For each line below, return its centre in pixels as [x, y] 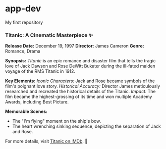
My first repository [24, 22]
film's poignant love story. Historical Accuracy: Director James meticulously [83, 86]
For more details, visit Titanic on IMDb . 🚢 [47, 141]
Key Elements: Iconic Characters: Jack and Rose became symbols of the [80, 81]
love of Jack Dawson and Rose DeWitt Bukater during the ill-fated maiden [80, 66]
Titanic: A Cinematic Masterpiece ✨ [49, 35]
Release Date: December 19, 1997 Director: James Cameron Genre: [75, 46]
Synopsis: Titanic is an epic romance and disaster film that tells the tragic [81, 61]
